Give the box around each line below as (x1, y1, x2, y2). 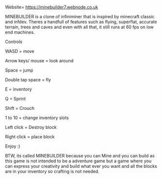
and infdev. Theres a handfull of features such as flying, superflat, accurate (5, 19, 158, 25)
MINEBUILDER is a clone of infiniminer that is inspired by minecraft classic (5, 14, 155, 19)
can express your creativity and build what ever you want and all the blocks (5, 163, 158, 169)
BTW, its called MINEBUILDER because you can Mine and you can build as (5, 153, 155, 158)
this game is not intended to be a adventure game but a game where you (5, 158, 152, 164)
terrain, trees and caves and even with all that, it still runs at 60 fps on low (5, 24, 154, 30)
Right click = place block (5, 134, 55, 139)
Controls (5, 39, 23, 45)
